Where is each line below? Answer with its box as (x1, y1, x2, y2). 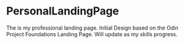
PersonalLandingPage (6, 4, 119, 18)
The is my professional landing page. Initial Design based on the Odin (6, 24, 179, 31)
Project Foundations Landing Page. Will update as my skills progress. (6, 30, 178, 37)
